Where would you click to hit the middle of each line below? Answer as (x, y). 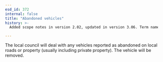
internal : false (21, 14)
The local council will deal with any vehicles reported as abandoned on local (81, 45)
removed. (15, 55)
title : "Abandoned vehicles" (34, 18)
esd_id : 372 (17, 9)
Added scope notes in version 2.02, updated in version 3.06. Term (79, 27)
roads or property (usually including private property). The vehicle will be (78, 50)
